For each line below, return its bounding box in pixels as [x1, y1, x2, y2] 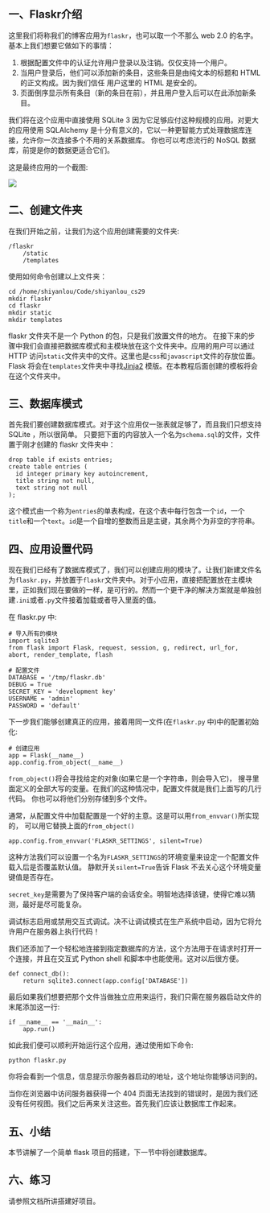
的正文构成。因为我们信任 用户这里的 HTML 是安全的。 [19, 77, 202, 87]
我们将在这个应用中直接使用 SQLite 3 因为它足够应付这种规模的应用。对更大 [8, 115, 260, 125]
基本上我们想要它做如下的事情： [8, 40, 114, 50]
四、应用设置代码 [8, 542, 93, 555]
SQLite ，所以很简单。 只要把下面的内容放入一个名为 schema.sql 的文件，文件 [8, 430, 261, 439]
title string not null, [15, 477, 95, 485]
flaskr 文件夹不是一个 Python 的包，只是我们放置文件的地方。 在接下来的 [8, 331, 249, 340]
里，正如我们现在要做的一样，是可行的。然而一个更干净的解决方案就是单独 [8, 585, 255, 595]
